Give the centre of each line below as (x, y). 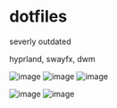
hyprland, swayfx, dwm (52, 58)
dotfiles (38, 17)
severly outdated (40, 41)
